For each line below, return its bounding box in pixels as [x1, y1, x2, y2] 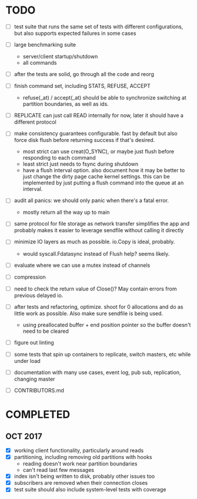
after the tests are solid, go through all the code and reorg [14, 71, 154, 78]
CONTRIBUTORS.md [14, 386, 64, 394]
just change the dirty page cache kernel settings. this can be [22, 173, 170, 180]
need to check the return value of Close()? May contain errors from [14, 285, 177, 292]
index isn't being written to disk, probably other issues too [14, 472, 155, 480]
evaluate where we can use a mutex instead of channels [14, 262, 151, 269]
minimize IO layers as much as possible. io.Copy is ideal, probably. [14, 238, 175, 245]
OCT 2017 [5, 431, 42, 441]
